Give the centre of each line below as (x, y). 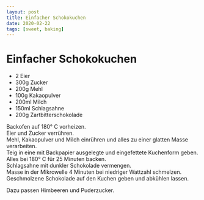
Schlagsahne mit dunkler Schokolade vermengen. (69, 166)
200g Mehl (29, 89)
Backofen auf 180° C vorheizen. (46, 127)
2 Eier (23, 76)
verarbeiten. (22, 146)
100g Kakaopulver (38, 96)
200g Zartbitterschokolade (49, 115)
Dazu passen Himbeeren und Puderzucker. (60, 190)
